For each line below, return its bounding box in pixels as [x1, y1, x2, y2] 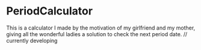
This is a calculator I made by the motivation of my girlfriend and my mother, [6, 24, 196, 31]
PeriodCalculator [6, 4, 93, 18]
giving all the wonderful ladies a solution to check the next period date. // [6, 30, 188, 37]
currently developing [6, 37, 58, 44]
